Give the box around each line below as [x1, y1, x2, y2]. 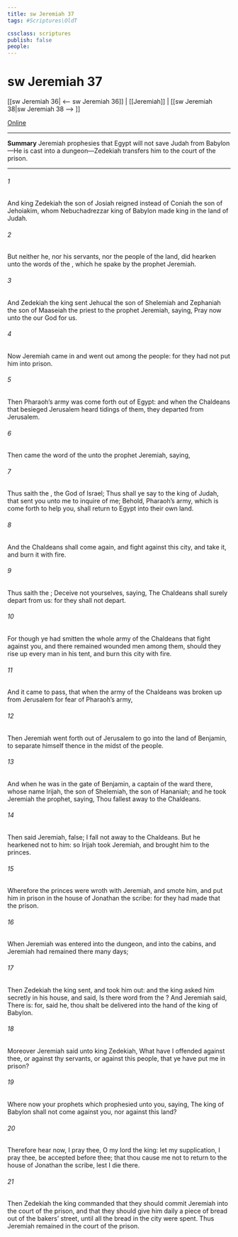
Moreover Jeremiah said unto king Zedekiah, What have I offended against [7, 1046, 225, 1055]
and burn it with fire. [7, 550, 67, 559]
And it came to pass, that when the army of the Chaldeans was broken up [7, 687, 222, 697]
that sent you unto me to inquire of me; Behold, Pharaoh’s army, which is [7, 497, 219, 505]
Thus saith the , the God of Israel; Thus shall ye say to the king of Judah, [7, 489, 219, 498]
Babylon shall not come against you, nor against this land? [7, 1107, 177, 1116]
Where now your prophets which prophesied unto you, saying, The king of [7, 1100, 225, 1108]
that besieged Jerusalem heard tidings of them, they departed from [7, 405, 204, 414]
